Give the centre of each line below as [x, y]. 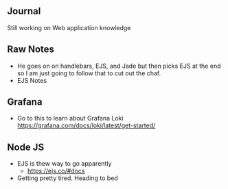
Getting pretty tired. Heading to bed [67, 178]
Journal [24, 11]
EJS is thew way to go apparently [64, 164]
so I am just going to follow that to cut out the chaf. [89, 73]
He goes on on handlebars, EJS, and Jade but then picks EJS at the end [119, 66]
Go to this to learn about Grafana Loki [70, 118]
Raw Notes [31, 50]
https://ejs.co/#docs [56, 171]
